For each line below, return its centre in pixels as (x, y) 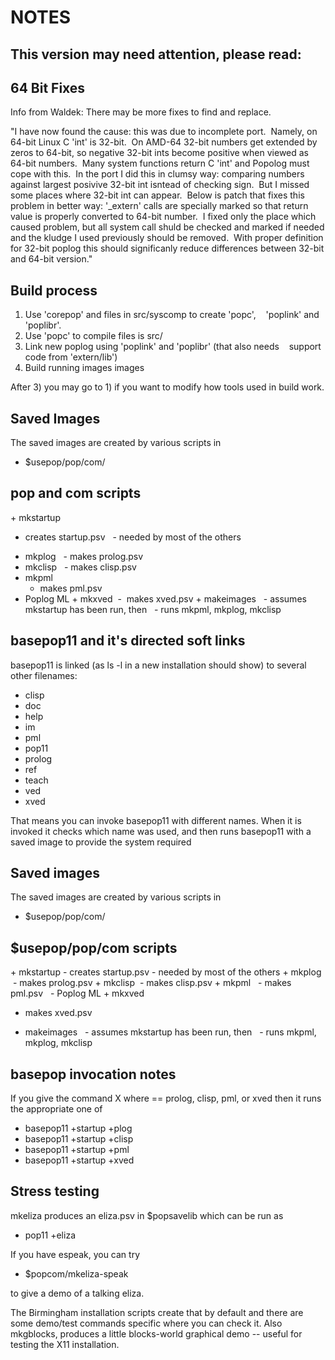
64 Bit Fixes (48, 87)
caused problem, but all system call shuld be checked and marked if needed (167, 227)
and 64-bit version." (51, 259)
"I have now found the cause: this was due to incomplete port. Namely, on (164, 132)
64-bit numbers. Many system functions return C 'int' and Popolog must (160, 163)
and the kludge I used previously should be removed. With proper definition (167, 238)
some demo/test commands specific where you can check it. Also (146, 1323)
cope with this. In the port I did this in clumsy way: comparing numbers (157, 174)
